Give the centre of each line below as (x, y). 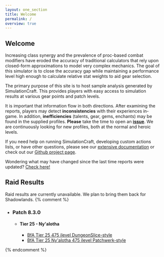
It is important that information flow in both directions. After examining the (80, 106)
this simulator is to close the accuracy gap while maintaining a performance (82, 71)
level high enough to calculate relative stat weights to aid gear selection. (79, 76)
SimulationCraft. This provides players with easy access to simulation (76, 91)
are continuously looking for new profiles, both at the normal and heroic (78, 127)
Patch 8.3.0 (26, 212)
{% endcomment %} (26, 250)
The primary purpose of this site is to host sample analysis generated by (79, 86)
